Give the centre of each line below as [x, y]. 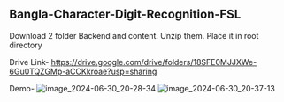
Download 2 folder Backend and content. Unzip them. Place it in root [134, 35]
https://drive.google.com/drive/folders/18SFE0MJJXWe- [154, 62]
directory [26, 45]
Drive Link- [29, 62]
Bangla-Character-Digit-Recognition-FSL [125, 15]
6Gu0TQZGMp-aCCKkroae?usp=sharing [83, 71]
